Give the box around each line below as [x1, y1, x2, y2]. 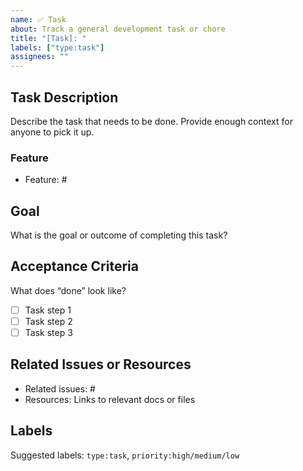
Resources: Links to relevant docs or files [24, 393, 196, 405]
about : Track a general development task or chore [10, 24, 226, 34]
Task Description [10, 89, 119, 106]
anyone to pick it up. [10, 126, 95, 138]
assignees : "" [10, 52, 70, 62]
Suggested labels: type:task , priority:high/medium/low [10, 449, 240, 461]
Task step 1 [24, 304, 72, 316]
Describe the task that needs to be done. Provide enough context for [10, 115, 293, 127]
